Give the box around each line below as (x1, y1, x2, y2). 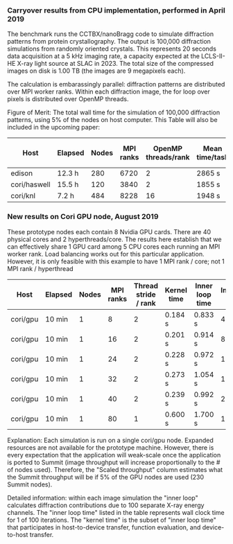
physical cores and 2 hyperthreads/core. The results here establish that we (7, 235, 222, 243)
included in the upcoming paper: (7, 123, 101, 132)
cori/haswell (10, 179, 51, 189)
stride (136, 290, 156, 299)
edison (10, 168, 33, 178)
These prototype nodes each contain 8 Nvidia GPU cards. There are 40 (7, 227, 212, 236)
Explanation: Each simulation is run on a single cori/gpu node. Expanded (7, 436, 214, 444)
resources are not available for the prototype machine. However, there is (7, 443, 214, 452)
